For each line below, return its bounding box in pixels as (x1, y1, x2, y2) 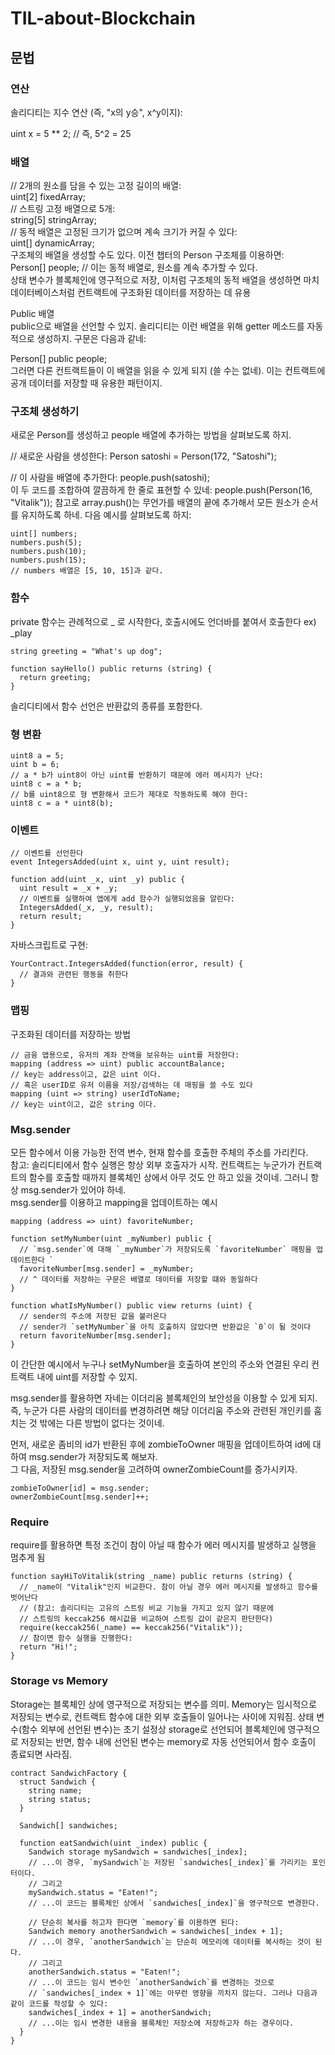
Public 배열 (10, 308, 55, 320)
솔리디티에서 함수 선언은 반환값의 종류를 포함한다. (10, 700, 203, 712)
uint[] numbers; (10, 529, 78, 539)
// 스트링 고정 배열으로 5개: (10, 203, 115, 215)
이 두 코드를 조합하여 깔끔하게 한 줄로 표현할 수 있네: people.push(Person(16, (10, 484, 313, 496)
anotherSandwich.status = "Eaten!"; (28, 1967, 182, 1977)
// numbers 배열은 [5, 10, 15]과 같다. (10, 566, 164, 576)
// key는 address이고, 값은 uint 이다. (10, 1069, 162, 1079)
